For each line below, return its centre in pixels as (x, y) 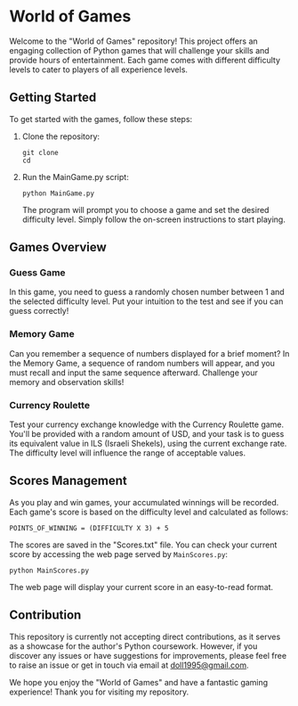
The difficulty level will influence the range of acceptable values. (128, 453)
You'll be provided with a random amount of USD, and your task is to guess (147, 434)
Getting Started (53, 98)
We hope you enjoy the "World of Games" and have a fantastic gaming (139, 682)
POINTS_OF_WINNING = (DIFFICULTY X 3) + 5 (89, 528)
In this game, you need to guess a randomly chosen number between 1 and (147, 292)
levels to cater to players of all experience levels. (99, 70)
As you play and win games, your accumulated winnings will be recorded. (144, 502)
